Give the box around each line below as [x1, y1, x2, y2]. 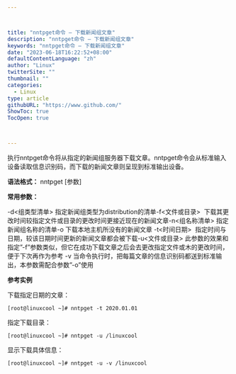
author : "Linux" [7, 62, 55, 69]
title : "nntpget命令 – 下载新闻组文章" [7, 29, 116, 36]
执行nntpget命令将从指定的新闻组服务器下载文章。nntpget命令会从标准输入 [7, 154, 227, 161]
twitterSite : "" [7, 69, 55, 76]
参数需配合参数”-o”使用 [26, 261, 94, 269]
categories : [7, 81, 43, 89]
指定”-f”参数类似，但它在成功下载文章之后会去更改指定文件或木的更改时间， [7, 243, 229, 251]
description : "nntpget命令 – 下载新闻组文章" [7, 35, 135, 42]
